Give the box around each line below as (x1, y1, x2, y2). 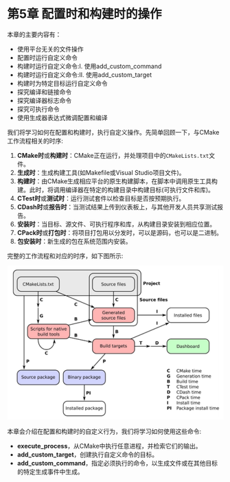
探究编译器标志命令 (16, 96, 72, 104)
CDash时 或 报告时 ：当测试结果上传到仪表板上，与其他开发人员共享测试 (16, 203, 218, 211)
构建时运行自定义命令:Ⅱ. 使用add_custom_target (16, 70, 152, 79)
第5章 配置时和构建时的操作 (7, 6, 163, 22)
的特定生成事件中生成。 (16, 468, 84, 476)
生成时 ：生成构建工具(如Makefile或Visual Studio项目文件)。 (16, 168, 185, 176)
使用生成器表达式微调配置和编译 (16, 113, 108, 122)
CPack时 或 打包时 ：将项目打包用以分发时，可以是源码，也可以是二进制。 (16, 228, 223, 237)
